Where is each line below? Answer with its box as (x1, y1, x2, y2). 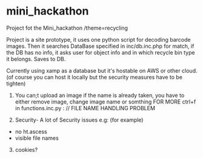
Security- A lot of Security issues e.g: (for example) (15, 116, 144, 123)
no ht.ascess (15, 128, 47, 135)
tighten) (6, 80, 26, 87)
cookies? (15, 146, 38, 153)
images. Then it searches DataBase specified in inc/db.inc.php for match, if (6, 42, 195, 50)
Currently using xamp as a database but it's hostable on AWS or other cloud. (6, 67, 198, 74)
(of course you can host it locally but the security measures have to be (6, 73, 183, 81)
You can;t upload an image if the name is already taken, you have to (15, 91, 185, 99)
